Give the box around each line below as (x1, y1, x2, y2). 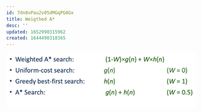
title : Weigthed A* (6, 16, 55, 22)
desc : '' (6, 22, 28, 28)
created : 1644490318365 (6, 35, 66, 42)
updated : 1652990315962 (6, 29, 66, 35)
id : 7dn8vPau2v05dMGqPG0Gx (6, 10, 74, 16)
